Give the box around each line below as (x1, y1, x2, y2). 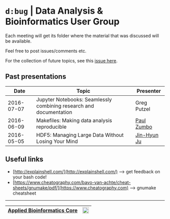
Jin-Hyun (135, 131, 159, 138)
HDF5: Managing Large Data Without (36, 131, 124, 138)
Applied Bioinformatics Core (8, 207, 78, 214)
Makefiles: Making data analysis (36, 117, 112, 124)
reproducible (36, 123, 67, 130)
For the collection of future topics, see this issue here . (5, 57, 118, 63)
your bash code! (12, 174, 47, 180)
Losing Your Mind (36, 137, 78, 144)
